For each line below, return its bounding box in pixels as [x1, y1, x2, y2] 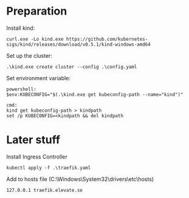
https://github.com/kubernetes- [66, 36, 148, 42]
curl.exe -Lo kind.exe [6, 36, 64, 42]
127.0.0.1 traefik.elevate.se [6, 187, 83, 193]
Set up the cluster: [6, 52, 53, 59]
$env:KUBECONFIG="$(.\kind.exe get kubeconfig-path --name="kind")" [6, 91, 184, 98]
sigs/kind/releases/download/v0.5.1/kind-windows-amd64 [6, 41, 151, 47]
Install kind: [6, 24, 35, 32]
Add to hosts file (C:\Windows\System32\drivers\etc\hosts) [6, 175, 154, 183]
